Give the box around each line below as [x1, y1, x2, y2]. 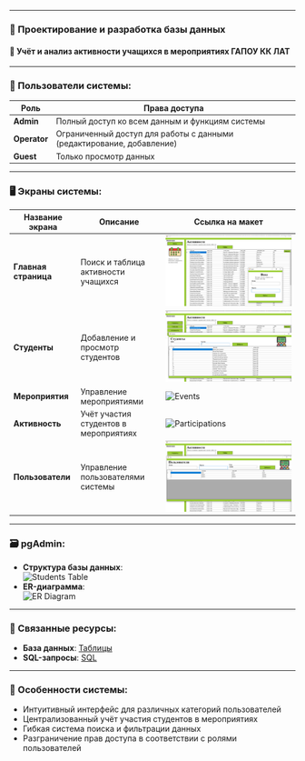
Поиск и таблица [80, 256, 145, 267]
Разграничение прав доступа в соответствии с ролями [22, 733, 238, 744]
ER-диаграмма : [22, 581, 85, 592]
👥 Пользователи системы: [9, 79, 132, 92]
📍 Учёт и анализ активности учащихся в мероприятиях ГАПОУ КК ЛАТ [9, 45, 290, 56]
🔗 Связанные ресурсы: [9, 622, 117, 635]
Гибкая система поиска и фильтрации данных [22, 724, 202, 735]
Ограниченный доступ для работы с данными [55, 128, 234, 139]
